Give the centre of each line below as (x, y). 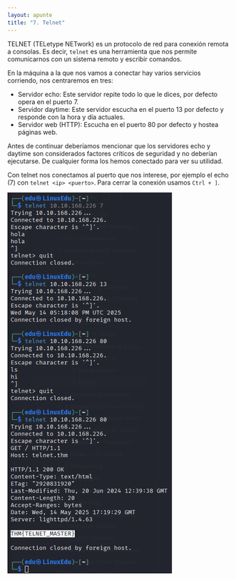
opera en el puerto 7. (48, 102)
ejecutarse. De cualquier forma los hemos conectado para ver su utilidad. (115, 161)
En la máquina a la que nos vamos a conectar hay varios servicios (104, 73)
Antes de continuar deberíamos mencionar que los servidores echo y (109, 145)
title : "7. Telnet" (36, 22)
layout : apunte (30, 15)
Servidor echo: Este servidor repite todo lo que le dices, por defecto (118, 94)
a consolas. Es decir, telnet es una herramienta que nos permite (102, 51)
